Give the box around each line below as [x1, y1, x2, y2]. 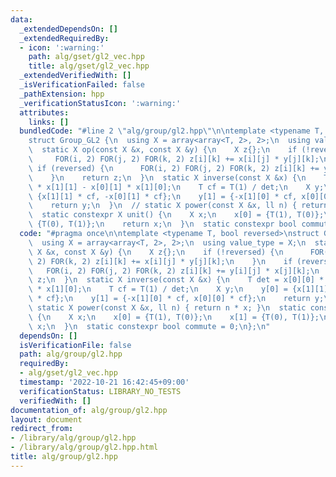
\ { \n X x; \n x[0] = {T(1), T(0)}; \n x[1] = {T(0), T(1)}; [28, 312, 320, 322]
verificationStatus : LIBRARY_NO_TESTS [19, 386, 182, 396]
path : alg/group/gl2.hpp [19, 349, 123, 360]
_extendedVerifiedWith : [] [19, 71, 132, 81]
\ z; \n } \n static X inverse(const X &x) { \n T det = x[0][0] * [28, 275, 325, 285]
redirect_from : [10, 424, 74, 434]
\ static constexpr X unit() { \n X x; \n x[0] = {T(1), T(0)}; [28, 210, 325, 220]
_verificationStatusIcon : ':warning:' [19, 98, 182, 108]
